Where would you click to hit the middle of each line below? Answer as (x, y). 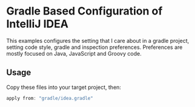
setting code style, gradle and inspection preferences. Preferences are (94, 47)
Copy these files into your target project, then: (64, 87)
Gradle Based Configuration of (84, 11)
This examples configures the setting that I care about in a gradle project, (98, 41)
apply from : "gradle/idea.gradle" (50, 98)
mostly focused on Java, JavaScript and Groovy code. (74, 53)
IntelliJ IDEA (37, 24)
